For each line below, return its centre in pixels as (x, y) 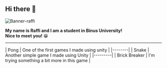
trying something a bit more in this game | (48, 60)
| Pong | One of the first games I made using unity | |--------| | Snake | (77, 50)
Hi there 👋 (21, 9)
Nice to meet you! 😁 (27, 35)
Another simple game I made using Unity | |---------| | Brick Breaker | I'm (80, 55)
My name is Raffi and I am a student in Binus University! (64, 31)
